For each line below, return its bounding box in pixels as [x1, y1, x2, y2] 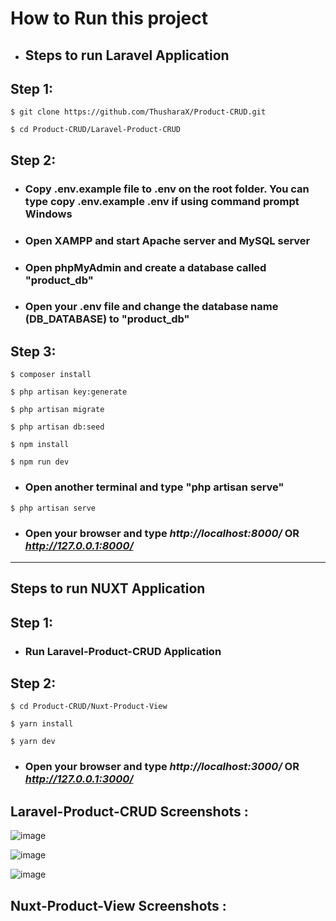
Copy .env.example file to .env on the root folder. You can [24, 182, 310, 196]
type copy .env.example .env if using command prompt [24, 194, 300, 208]
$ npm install [10, 440, 70, 450]
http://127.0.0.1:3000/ [24, 772, 134, 786]
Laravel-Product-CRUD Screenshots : [10, 803, 249, 820]
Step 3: [10, 343, 57, 360]
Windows [24, 207, 73, 221]
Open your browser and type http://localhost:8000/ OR [24, 526, 300, 540]
